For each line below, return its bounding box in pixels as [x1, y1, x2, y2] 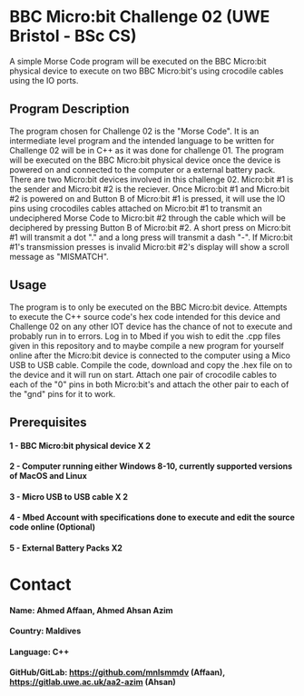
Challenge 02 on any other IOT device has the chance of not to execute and [9, 321, 293, 332]
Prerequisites [9, 414, 87, 430]
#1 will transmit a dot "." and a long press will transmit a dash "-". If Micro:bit [9, 232, 293, 243]
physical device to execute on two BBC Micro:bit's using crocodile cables [9, 65, 284, 76]
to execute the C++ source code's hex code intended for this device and [9, 311, 281, 322]
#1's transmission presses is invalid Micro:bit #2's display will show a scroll [9, 241, 289, 252]
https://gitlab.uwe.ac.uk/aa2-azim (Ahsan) [9, 677, 177, 688]
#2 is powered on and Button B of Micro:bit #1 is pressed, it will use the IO [9, 193, 286, 204]
